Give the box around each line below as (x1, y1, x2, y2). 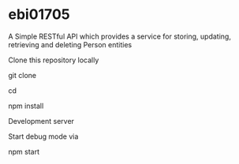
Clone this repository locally (8, 55, 99, 65)
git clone (8, 70, 37, 80)
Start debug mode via (8, 132, 79, 141)
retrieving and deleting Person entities (8, 39, 133, 49)
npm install (8, 101, 44, 110)
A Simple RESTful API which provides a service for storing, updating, (8, 32, 231, 41)
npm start (8, 147, 40, 156)
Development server (8, 116, 75, 125)
